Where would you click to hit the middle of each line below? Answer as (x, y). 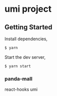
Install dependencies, (26, 39)
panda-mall (19, 78)
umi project (28, 9)
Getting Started (28, 27)
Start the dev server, (25, 57)
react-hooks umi (21, 90)
